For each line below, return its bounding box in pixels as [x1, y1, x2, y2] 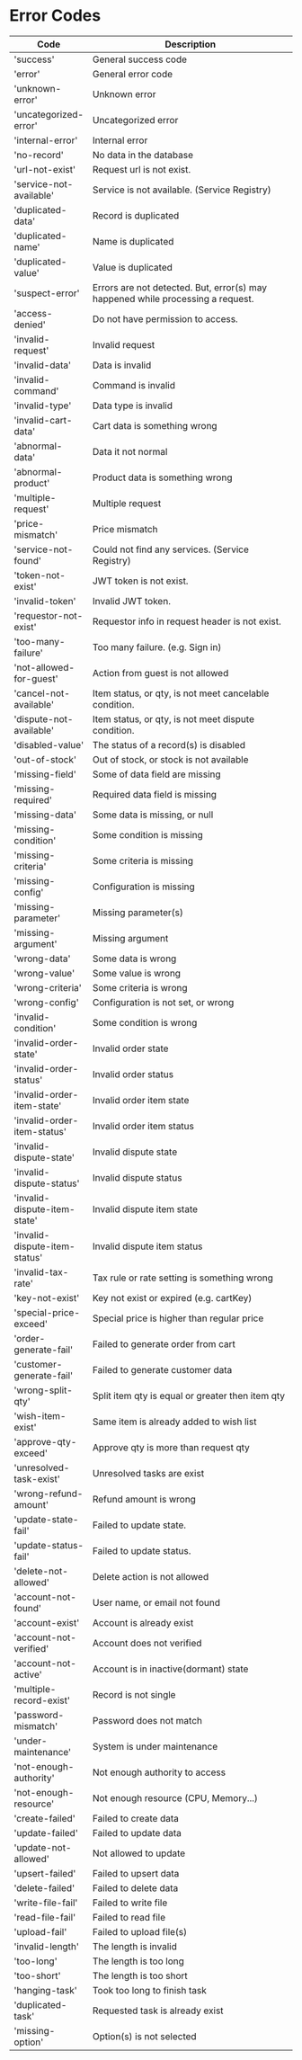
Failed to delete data [92, 1881, 179, 1894]
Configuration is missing [92, 880, 195, 893]
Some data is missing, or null [92, 808, 214, 821]
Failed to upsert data [92, 1867, 180, 1879]
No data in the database [92, 148, 194, 161]
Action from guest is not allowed [92, 666, 229, 679]
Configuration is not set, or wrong [92, 995, 235, 1008]
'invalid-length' [13, 1940, 79, 1952]
